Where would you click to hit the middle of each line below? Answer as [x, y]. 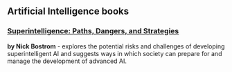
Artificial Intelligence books [68, 11]
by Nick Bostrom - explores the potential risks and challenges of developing [116, 46]
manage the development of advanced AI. [67, 61]
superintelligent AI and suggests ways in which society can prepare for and [115, 53]
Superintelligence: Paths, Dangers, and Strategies [93, 31]
